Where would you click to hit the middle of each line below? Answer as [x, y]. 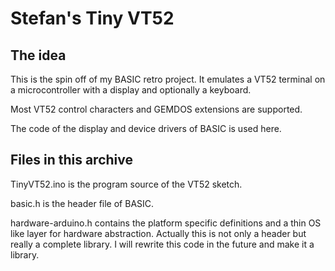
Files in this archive [72, 160]
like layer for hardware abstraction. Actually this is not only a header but [158, 233]
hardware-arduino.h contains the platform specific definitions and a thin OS [166, 223]
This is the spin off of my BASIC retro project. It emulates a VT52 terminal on [168, 79]
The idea [38, 55]
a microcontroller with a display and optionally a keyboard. [131, 90]
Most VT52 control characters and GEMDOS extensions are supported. [156, 109]
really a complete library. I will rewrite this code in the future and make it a [162, 244]
